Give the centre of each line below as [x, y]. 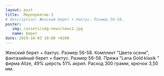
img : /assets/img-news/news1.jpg [47, 29]
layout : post [19, 10]
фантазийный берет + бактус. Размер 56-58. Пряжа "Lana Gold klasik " [82, 58]
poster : [13, 24]
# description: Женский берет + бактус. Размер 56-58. [65, 19]
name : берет [25, 33]
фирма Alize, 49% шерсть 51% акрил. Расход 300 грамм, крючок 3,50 [82, 63]
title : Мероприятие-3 [29, 15]
